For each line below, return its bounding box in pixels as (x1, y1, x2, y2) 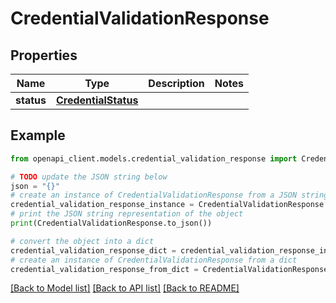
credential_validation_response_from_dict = (10, 264, 199, 274)
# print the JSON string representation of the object (10, 209, 244, 219)
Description (148, 77, 205, 90)
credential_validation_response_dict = (10, 245, 177, 256)
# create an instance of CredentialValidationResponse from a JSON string (10, 190, 329, 201)
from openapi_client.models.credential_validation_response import (10, 153, 298, 164)
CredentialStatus (55, 93, 139, 107)
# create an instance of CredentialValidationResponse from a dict (10, 255, 298, 265)
